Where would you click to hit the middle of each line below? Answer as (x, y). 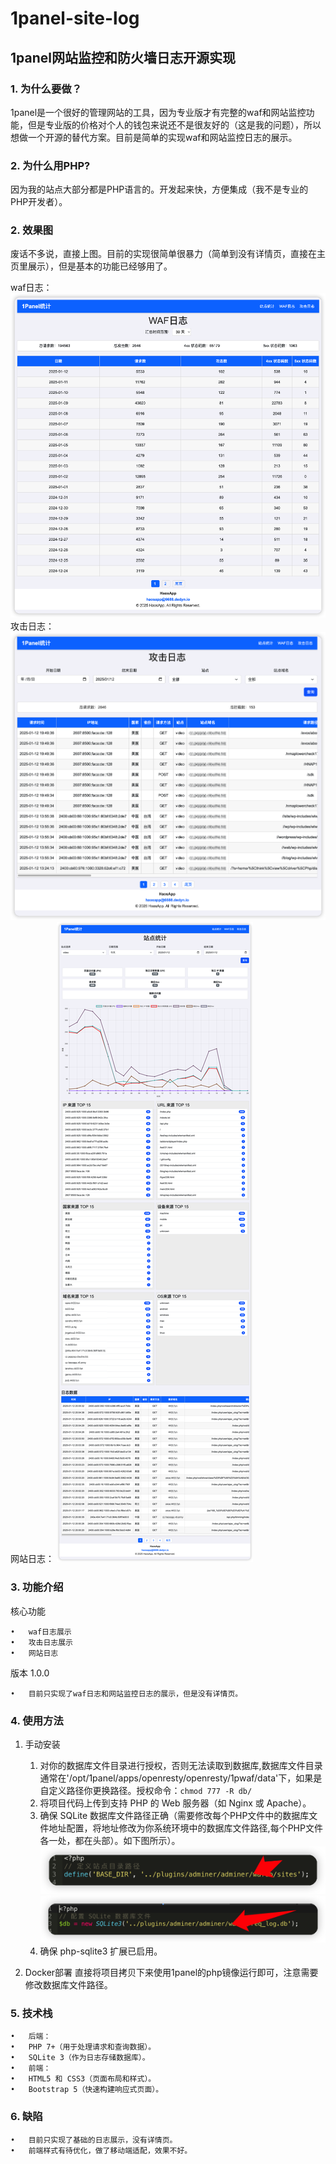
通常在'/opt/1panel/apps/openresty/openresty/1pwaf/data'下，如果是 (181, 1778)
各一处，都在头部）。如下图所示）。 (110, 1840)
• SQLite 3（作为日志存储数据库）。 (80, 2058)
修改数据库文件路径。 (68, 1984)
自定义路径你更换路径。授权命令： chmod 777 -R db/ (146, 1790)
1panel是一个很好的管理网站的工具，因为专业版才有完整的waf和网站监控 (158, 112)
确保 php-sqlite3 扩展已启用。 (101, 1951)
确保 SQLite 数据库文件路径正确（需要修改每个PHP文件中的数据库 (174, 1815)
